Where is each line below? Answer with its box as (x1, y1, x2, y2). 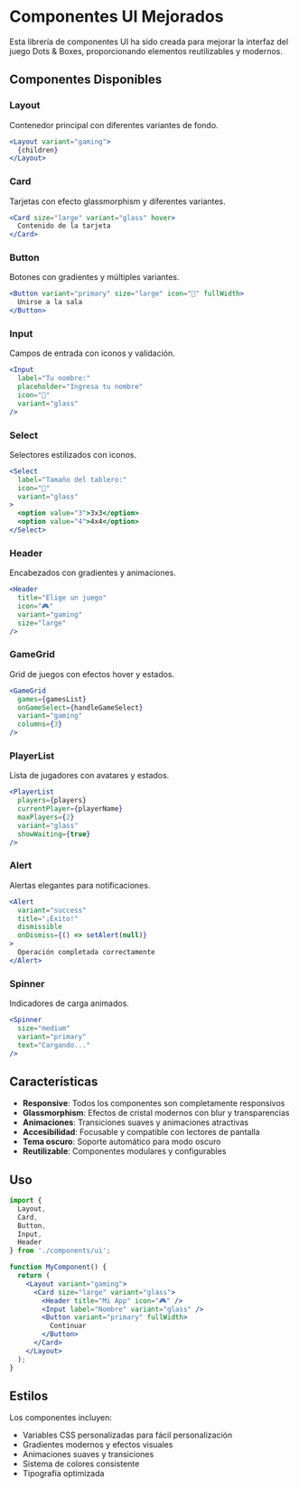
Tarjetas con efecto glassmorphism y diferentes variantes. (9, 196, 226, 207)
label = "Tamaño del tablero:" (17, 475, 127, 484)
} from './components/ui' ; (9, 1246, 111, 1256)
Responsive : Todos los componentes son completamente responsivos (22, 1098, 285, 1109)
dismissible (17, 923, 63, 932)
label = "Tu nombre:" (17, 374, 91, 383)
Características (9, 1074, 98, 1089)
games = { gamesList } (17, 694, 88, 703)
